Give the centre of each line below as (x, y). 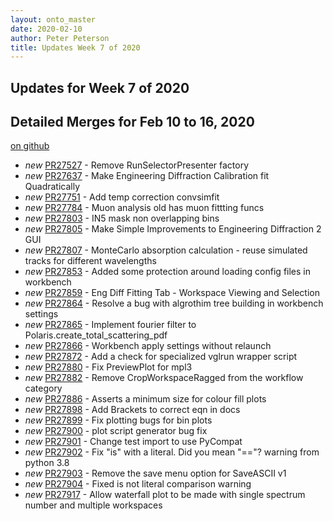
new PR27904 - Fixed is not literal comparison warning (138, 484)
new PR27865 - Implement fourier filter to (110, 325)
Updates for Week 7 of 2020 (100, 87)
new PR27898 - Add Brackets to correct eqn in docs (132, 410)
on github (30, 146)
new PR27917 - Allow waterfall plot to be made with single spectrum (165, 495)
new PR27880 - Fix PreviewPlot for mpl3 (108, 367)
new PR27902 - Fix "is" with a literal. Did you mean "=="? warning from (172, 452)
